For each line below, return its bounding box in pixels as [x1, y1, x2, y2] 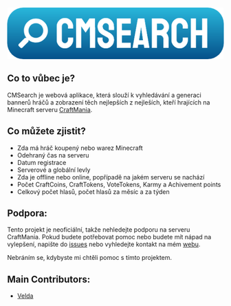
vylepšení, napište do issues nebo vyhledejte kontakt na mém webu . [7, 240, 201, 248]
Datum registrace [16, 158, 67, 166]
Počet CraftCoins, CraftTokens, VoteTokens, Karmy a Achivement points [16, 180, 221, 188]
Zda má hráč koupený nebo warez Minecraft [16, 144, 143, 152]
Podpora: [7, 207, 48, 219]
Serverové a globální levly [16, 166, 91, 174]
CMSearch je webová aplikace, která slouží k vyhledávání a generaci [7, 91, 201, 99]
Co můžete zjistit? [7, 125, 86, 138]
